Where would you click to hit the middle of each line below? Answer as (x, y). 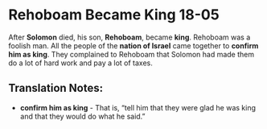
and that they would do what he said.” (83, 116)
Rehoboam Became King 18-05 (114, 15)
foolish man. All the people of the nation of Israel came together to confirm (133, 45)
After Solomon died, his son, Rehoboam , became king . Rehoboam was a (129, 37)
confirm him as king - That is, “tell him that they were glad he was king (138, 107)
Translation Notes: (55, 88)
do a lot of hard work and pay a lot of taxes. (80, 63)
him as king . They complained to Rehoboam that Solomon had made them (131, 54)
